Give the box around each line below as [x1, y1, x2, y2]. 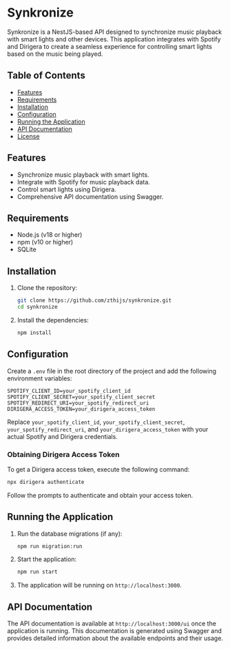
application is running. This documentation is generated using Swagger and [7, 627, 222, 635]
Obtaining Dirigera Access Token [7, 449, 120, 459]
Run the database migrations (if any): [17, 530, 123, 538]
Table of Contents [7, 70, 86, 81]
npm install [17, 329, 52, 336]
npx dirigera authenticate [7, 478, 85, 485]
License [17, 132, 40, 140]
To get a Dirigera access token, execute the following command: [7, 465, 190, 474]
